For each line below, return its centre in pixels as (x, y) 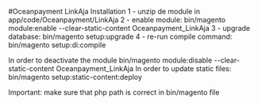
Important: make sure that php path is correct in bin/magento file (114, 92)
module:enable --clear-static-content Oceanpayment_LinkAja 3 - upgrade (129, 28)
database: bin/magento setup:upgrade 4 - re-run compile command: (120, 36)
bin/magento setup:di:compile (57, 45)
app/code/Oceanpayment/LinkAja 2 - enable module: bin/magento (117, 20)
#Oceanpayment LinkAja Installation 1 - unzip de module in (104, 11)
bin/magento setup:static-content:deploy (75, 77)
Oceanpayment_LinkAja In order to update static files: (144, 69)
